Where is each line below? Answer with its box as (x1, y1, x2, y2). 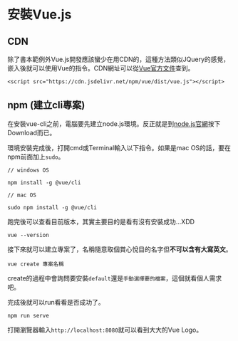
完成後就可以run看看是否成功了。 (7, 298, 105, 306)
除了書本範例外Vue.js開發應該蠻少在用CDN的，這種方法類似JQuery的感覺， (7, 55, 230, 63)
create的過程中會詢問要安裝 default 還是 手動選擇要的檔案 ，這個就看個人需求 (7, 273, 222, 282)
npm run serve (7, 312, 50, 319)
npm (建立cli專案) (7, 99, 86, 111)
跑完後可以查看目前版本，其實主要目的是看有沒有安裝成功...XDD (7, 217, 195, 226)
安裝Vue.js (7, 6, 72, 23)
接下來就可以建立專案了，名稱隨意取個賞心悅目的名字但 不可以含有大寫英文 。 (7, 245, 232, 253)
